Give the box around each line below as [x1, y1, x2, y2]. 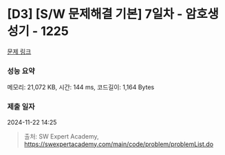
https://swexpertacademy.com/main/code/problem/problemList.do [23, 140, 214, 148]
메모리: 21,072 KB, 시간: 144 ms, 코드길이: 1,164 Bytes [7, 83, 155, 91]
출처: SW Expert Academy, [23, 132, 99, 141]
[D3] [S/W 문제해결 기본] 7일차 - [7, 6, 183, 22]
